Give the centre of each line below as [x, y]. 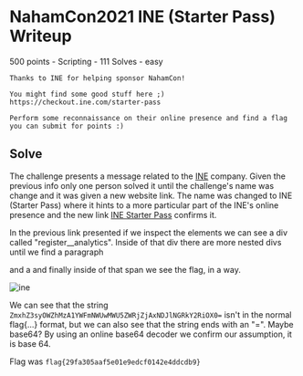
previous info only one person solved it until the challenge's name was [142, 185]
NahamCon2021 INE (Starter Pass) [142, 17]
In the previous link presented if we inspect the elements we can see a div [149, 232]
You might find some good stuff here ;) [88, 94]
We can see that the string [59, 305]
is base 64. [31, 343]
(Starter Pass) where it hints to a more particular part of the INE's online [144, 205]
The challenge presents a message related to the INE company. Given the [147, 176]
